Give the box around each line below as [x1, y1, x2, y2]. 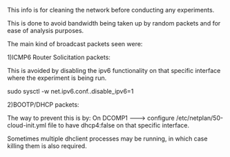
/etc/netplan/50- [175, 114, 223, 122]
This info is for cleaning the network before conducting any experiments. [7, 6, 215, 14]
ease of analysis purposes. [7, 27, 84, 34]
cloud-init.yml [7, 121, 47, 129]
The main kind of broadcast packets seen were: [7, 40, 143, 48]
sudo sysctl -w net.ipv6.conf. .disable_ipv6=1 [7, 87, 134, 95]
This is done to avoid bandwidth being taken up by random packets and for [7, 19, 221, 27]
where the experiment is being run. [7, 74, 107, 82]
